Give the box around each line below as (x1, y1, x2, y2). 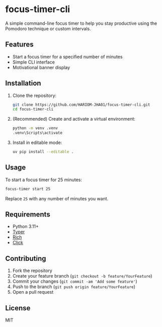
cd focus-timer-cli (12, 107, 54, 112)
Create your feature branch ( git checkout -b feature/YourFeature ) (12, 273, 152, 279)
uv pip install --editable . (12, 149, 74, 154)
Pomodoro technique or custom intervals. (5, 25, 92, 31)
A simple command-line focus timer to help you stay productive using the (5, 20, 157, 26)
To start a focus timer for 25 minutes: (5, 177, 82, 183)
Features (5, 40, 34, 49)
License (5, 304, 31, 312)
